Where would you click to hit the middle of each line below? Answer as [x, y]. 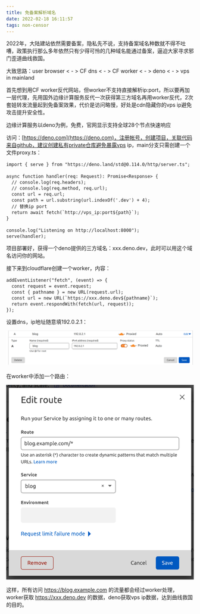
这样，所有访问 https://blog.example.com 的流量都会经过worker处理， [92, 590]
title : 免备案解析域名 [31, 13]
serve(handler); [26, 236]
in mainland [20, 78]
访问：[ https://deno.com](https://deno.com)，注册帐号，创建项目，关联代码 [99, 138]
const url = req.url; [38, 194]
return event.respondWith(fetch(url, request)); [73, 304]
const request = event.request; [52, 286]
